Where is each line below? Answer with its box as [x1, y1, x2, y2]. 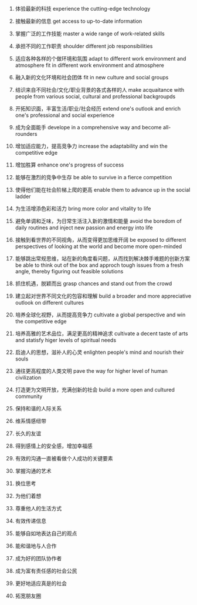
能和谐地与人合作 [15, 543, 57, 549]
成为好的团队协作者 [15, 555, 62, 561]
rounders [15, 131, 38, 137]
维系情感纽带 [15, 417, 46, 424]
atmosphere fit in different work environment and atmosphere [15, 62, 165, 69]
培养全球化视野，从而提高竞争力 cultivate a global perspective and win [15, 311, 186, 318]
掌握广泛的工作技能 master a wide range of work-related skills [15, 30, 165, 37]
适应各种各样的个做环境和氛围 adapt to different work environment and [15, 55, 186, 62]
